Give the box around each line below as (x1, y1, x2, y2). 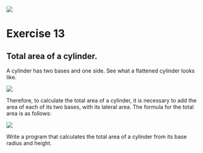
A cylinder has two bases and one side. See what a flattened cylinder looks (6, 67, 195, 74)
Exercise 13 (6, 27, 65, 41)
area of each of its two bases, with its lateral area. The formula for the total (6, 104, 194, 110)
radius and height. (6, 140, 52, 146)
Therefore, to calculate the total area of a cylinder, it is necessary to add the (6, 97, 197, 104)
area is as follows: (6, 110, 52, 117)
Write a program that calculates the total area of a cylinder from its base (6, 133, 187, 140)
